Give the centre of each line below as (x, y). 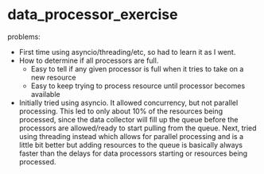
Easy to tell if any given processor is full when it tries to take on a (137, 68)
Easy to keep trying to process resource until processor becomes (138, 86)
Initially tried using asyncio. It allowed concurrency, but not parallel (128, 102)
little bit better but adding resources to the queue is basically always (131, 145)
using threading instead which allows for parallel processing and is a (131, 136)
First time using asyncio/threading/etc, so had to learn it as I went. (127, 52)
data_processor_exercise (93, 15)
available (45, 94)
